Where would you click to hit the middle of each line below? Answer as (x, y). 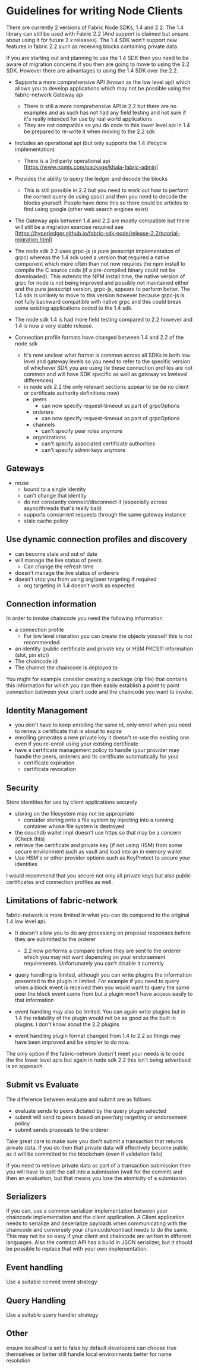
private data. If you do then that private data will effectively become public (97, 1147)
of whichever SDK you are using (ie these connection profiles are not (108, 367)
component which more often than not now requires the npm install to (100, 263)
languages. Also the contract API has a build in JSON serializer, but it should (99, 1242)
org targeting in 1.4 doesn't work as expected (79, 585)
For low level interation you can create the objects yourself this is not (108, 636)
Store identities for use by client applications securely (72, 802)
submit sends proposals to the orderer (61, 1129)
